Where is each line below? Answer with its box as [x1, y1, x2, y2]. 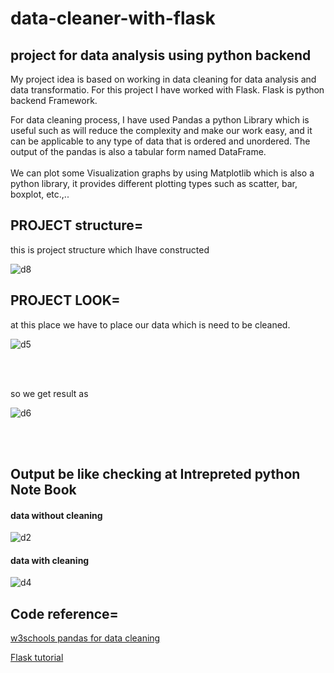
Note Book [10, 482, 77, 499]
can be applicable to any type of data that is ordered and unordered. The [10, 135, 311, 147]
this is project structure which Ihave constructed [10, 243, 210, 256]
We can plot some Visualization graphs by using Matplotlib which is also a [10, 167, 315, 179]
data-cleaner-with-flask [10, 7, 216, 30]
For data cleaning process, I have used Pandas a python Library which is [10, 114, 310, 126]
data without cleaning [10, 509, 103, 521]
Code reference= [10, 605, 119, 622]
